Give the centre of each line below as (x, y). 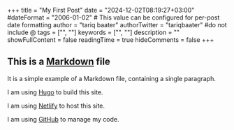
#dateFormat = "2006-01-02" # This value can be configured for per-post (114, 17)
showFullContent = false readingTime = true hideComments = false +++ (111, 40)
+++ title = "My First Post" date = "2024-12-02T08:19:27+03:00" (101, 10)
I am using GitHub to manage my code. (63, 119)
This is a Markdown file (59, 62)
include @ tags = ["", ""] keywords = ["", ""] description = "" (94, 32)
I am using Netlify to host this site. (56, 106)
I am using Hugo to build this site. (55, 92)
